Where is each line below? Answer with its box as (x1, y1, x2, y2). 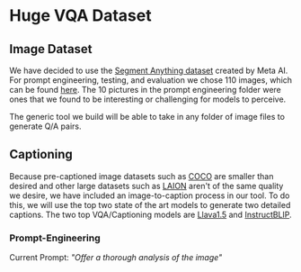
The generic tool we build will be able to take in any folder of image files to (9, 112, 286, 122)
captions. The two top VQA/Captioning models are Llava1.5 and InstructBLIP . (9, 209, 292, 220)
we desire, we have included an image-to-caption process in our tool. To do (9, 190, 290, 201)
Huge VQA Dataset (9, 5, 152, 26)
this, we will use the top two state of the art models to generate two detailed (9, 199, 291, 210)
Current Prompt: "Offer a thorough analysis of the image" (9, 252, 223, 263)
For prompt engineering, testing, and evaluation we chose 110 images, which (9, 75, 293, 86)
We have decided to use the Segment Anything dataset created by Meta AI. (9, 65, 288, 76)
